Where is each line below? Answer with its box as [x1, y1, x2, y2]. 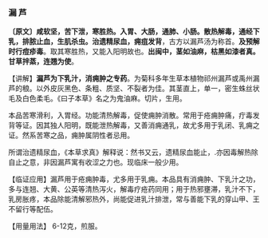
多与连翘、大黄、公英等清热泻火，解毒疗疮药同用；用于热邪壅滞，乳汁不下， [8, 184, 260, 194]
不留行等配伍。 [8, 204, 57, 214]
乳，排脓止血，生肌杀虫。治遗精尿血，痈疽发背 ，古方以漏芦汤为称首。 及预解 [8, 37, 260, 46]
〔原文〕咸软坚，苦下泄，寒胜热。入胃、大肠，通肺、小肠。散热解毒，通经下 [8, 26, 260, 37]
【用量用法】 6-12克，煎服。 [8, 221, 102, 231]
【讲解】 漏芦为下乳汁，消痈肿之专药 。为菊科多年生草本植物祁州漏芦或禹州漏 [8, 73, 260, 83]
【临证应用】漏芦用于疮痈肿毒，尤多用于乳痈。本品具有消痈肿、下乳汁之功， [8, 174, 260, 184]
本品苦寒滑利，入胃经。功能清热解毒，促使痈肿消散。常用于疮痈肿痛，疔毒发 [8, 110, 260, 121]
